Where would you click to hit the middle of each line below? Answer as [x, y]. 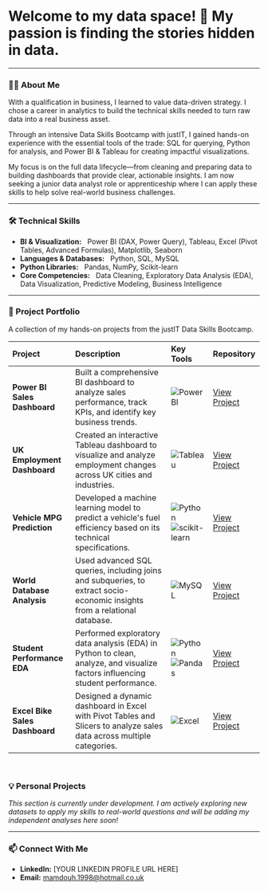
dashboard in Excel [111, 706]
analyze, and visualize [116, 663]
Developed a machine [116, 497]
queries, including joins [118, 570]
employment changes [116, 465]
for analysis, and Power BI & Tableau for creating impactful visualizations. [129, 151]
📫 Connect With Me [48, 849]
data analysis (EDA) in [116, 643]
